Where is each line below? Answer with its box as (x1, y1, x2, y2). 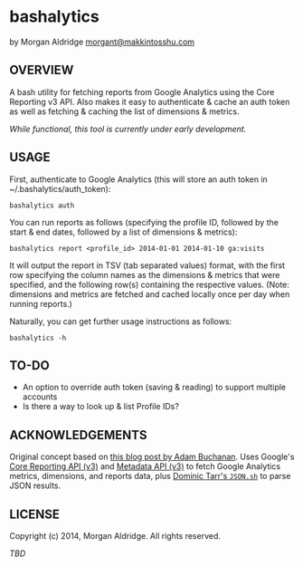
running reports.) (9, 298, 72, 309)
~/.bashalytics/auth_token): (9, 183, 111, 194)
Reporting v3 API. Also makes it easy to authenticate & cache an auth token (9, 96, 290, 107)
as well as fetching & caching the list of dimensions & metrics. (9, 106, 240, 117)
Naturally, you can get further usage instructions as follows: (9, 315, 232, 327)
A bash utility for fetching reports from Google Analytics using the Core (9, 86, 275, 97)
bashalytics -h (9, 333, 67, 342)
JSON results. (9, 480, 62, 491)
